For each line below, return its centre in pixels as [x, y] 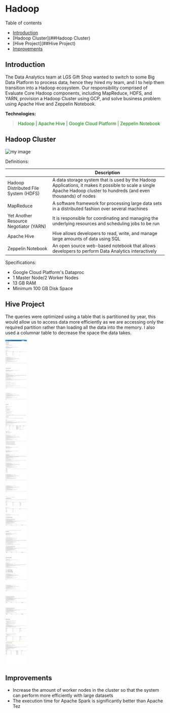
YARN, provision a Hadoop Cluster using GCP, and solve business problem [83, 98]
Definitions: [17, 161]
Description [108, 173]
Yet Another [20, 215]
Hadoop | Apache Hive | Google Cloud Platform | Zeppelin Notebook [89, 123]
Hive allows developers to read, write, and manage [105, 233]
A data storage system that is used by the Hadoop [104, 180]
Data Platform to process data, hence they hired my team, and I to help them [85, 82]
